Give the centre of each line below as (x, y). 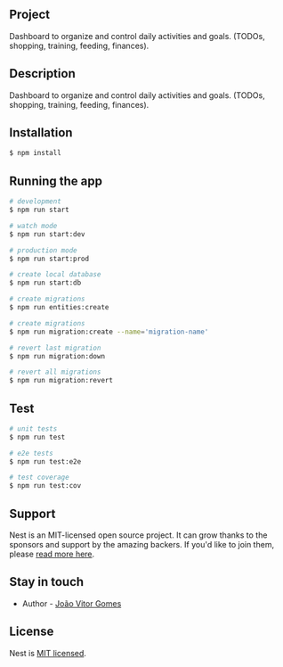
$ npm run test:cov (45, 486)
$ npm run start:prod (49, 259)
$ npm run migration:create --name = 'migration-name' (109, 332)
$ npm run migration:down (57, 356)
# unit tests (33, 428)
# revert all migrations (55, 372)
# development (36, 202)
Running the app (56, 181)
